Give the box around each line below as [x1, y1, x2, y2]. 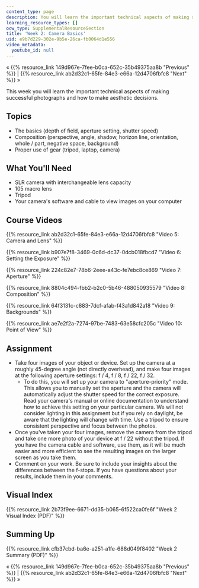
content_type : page [6, 8, 54, 15]
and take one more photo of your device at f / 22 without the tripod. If [14, 435, 185, 442]
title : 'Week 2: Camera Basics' [6, 31, 86, 37]
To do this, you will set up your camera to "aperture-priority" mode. [23, 378, 188, 385]
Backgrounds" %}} [6, 308, 52, 315]
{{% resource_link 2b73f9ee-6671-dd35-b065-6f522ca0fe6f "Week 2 [6, 505, 178, 513]
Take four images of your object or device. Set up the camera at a [14, 359, 175, 366]
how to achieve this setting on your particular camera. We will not [23, 403, 184, 410]
